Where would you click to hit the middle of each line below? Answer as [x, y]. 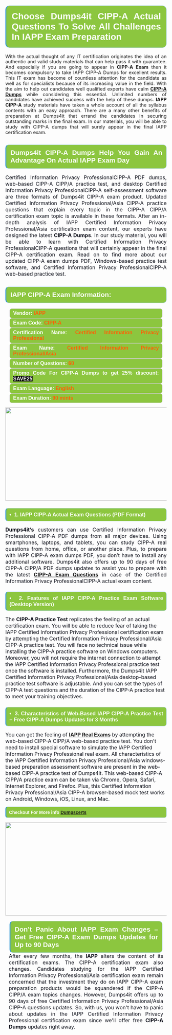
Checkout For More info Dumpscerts [48, 812]
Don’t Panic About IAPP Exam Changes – [87, 929]
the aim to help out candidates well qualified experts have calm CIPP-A [86, 89]
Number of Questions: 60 [44, 364]
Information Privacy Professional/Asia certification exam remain [86, 975]
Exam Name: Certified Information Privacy [86, 348]
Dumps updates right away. [42, 1027]
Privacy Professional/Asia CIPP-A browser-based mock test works [85, 793]
